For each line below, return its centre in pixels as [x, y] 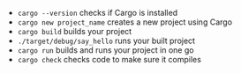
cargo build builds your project [75, 31]
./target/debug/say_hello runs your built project [106, 40]
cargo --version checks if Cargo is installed [98, 13]
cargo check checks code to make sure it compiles [109, 59]
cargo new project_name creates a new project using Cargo [124, 22]
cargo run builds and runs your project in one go [105, 50]
